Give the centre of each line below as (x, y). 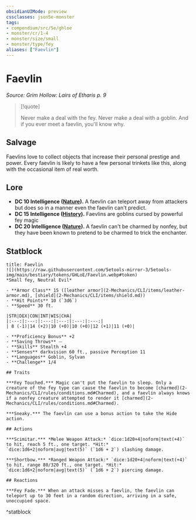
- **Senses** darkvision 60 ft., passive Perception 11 (76, 352)
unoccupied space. (28, 501)
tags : (13, 22)
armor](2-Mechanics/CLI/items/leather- (136, 291)
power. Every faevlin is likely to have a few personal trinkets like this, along (96, 163)
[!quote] (30, 106)
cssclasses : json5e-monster (40, 17)
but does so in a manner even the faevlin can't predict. (80, 208)
